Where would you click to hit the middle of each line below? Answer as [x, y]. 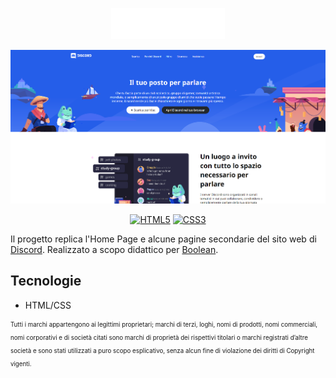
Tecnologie [46, 281]
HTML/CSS [48, 305]
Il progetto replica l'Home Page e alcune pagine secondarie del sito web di [163, 239]
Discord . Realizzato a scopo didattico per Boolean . [114, 249]
